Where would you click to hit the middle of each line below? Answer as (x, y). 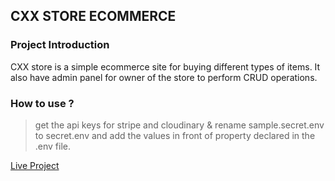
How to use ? (42, 103)
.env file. (53, 146)
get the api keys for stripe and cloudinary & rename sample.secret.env (179, 125)
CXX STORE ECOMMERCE (93, 16)
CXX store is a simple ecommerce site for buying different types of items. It (165, 66)
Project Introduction (60, 45)
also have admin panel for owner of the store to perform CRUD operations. (164, 77)
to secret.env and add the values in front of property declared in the (175, 135)
